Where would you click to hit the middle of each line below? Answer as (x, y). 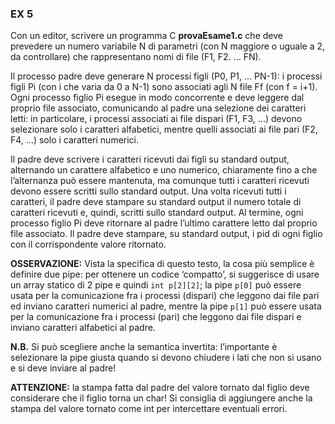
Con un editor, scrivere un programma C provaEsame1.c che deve (146, 36)
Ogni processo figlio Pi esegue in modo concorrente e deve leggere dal (157, 98)
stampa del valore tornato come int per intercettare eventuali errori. (149, 409)
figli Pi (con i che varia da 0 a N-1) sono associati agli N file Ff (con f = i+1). (164, 87)
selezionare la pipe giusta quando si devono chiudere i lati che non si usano (166, 358)
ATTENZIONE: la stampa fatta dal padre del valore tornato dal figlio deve (160, 388)
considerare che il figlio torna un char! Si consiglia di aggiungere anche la (161, 398)
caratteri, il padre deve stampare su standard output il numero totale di (156, 202)
